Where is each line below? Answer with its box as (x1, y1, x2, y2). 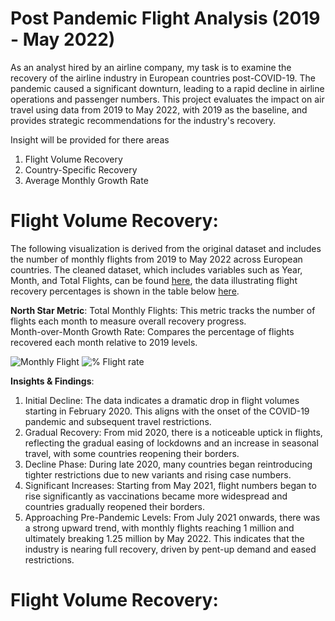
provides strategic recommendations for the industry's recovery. (10, 114, 277, 126)
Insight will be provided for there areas (10, 133, 170, 146)
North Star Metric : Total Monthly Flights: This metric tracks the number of (10, 304, 316, 316)
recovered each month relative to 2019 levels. (10, 336, 198, 348)
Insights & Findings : (10, 375, 95, 387)
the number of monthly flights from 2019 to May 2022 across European (10, 253, 303, 265)
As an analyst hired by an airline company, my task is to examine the (10, 61, 292, 73)
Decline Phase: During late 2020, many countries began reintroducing (24, 458, 313, 470)
